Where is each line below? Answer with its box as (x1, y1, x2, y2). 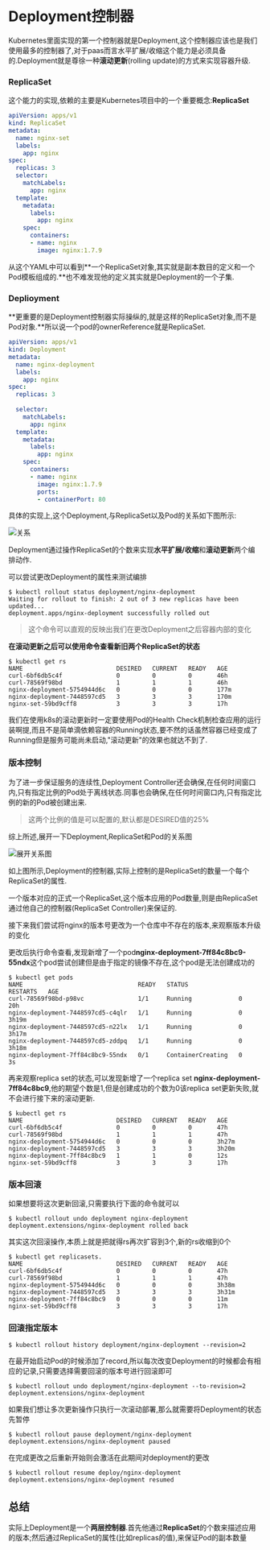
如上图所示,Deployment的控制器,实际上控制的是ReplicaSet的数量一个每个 (8, 866, 250, 875)
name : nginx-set (15, 134, 70, 142)
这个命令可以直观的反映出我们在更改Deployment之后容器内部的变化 (27, 625, 252, 634)
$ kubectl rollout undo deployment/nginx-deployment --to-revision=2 (8, 1383, 247, 1391)
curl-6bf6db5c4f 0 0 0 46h (8, 672, 228, 680)
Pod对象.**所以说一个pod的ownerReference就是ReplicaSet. (8, 322, 207, 332)
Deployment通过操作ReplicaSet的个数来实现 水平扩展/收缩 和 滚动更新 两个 (8, 545, 248, 555)
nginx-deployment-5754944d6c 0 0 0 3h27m (8, 1137, 235, 1146)
